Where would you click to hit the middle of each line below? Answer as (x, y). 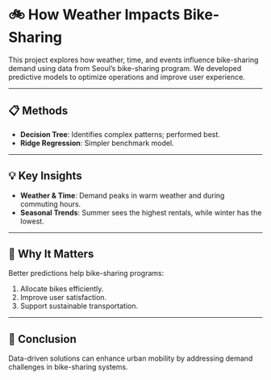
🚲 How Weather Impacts (94, 15)
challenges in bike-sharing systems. (69, 367)
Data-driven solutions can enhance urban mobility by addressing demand (131, 358)
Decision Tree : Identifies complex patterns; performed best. (120, 134)
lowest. (32, 221)
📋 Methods (38, 111)
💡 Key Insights (45, 176)
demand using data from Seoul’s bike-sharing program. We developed (125, 68)
